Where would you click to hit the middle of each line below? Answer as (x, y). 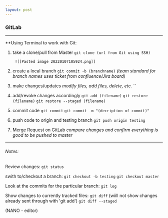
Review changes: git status (34, 167)
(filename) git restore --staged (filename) (59, 101)
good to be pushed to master (42, 135)
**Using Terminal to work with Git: (41, 42)
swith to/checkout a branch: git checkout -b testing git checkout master (82, 176)
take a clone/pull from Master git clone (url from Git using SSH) (81, 52)
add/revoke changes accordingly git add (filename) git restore (80, 95)
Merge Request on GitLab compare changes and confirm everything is (85, 130)
